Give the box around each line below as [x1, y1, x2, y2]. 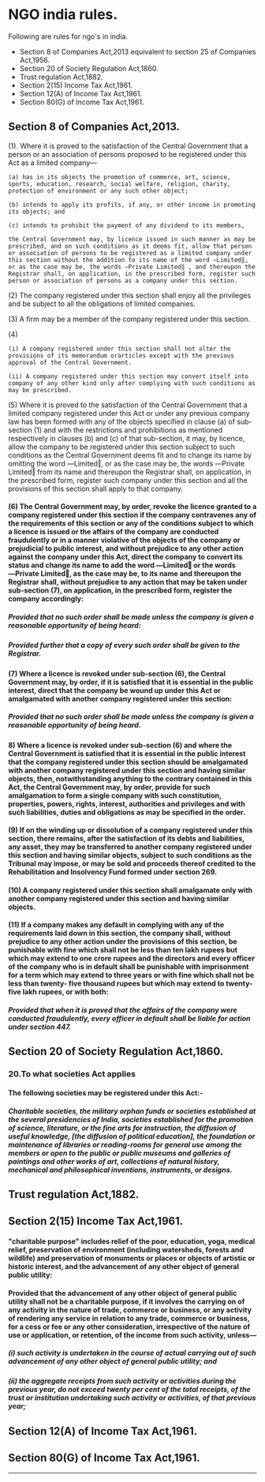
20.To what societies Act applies [8, 1068, 136, 1080]
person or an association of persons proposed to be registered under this [8, 149, 247, 159]
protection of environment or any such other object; [8, 187, 189, 195]
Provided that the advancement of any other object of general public [8, 1288, 237, 1297]
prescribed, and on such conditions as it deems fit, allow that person [8, 242, 252, 250]
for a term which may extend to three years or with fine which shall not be [8, 971, 255, 980]
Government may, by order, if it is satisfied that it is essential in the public [8, 677, 254, 687]
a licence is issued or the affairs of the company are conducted [8, 527, 219, 537]
